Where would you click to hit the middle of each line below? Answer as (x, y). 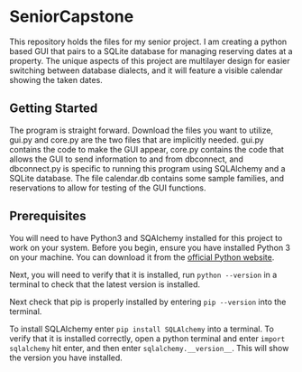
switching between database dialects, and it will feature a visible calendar (146, 70)
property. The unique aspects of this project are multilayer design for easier (150, 60)
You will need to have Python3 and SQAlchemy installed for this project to (146, 237)
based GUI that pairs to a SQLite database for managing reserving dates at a (151, 51)
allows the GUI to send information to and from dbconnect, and (126, 159)
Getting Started (54, 109)
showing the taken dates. (56, 79)
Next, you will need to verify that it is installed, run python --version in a (143, 274)
